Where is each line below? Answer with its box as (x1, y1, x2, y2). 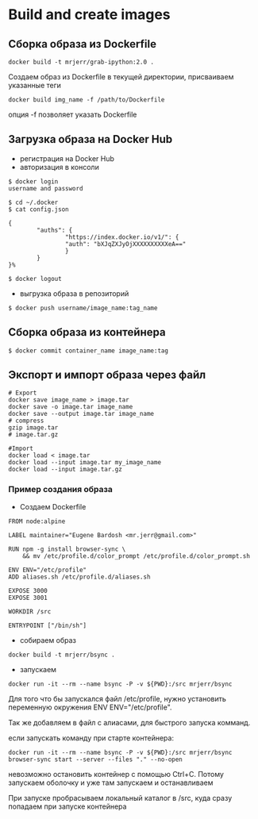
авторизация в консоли (19, 162, 99, 171)
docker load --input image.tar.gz (8, 466, 123, 474)
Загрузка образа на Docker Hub (8, 133, 173, 146)
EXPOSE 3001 (8, 594, 48, 602)
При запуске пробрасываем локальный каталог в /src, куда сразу (8, 793, 233, 802)
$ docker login (8, 177, 59, 186)
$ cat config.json (8, 205, 69, 213)
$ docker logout (8, 275, 62, 283)
